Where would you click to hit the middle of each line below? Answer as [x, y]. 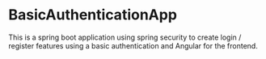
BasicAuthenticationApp [93, 15]
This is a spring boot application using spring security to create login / [125, 37]
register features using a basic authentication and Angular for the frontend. [133, 45]
